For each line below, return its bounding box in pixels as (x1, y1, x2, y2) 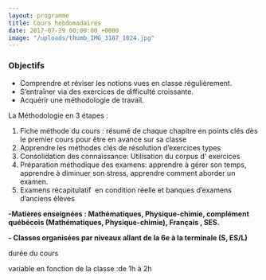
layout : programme (8, 11, 69, 20)
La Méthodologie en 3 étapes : (8, 111, 109, 120)
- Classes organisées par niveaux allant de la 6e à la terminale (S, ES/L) (8, 232, 248, 243)
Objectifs (8, 60, 45, 72)
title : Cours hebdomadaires (8, 19, 102, 27)
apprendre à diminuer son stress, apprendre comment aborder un (19, 168, 236, 177)
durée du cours (8, 248, 59, 258)
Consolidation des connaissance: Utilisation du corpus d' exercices (19, 151, 241, 161)
